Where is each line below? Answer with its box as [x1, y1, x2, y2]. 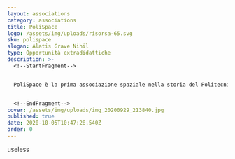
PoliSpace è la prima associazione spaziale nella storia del [13, 81, 199, 88]
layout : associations [7, 10, 71, 18]
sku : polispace [7, 36, 52, 43]
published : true [7, 113, 55, 120]
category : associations [7, 17, 77, 24]
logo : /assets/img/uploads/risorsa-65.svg [7, 29, 133, 37]
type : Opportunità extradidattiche [7, 50, 111, 57]
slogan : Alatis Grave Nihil [7, 43, 90, 50]
